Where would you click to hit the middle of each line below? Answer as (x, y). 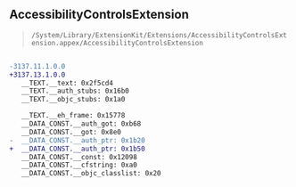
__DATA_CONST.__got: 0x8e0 (71, 132)
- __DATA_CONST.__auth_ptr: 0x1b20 (77, 140)
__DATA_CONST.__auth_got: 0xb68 (81, 124)
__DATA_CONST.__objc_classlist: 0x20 (91, 174)
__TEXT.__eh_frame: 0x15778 (73, 116)
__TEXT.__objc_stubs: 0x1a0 (73, 100)
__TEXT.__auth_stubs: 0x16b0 (75, 91)
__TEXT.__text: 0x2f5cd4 (67, 83)
